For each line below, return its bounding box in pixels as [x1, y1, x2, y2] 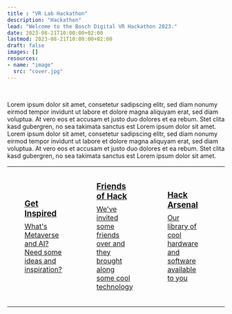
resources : [7, 55, 39, 62]
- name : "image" [7, 61, 54, 68]
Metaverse [24, 230, 59, 239]
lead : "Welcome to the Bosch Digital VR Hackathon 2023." [7, 23, 177, 30]
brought [96, 256, 122, 266]
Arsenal [167, 199, 198, 210]
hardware [167, 239, 199, 248]
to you [167, 273, 188, 283]
